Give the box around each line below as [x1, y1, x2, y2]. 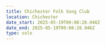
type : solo [6, 30, 33, 36]
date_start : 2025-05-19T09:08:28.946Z [6, 19, 100, 25]
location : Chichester [6, 14, 59, 20]
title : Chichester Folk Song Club [6, 8, 90, 15]
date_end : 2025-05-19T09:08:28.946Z [6, 25, 95, 31]
